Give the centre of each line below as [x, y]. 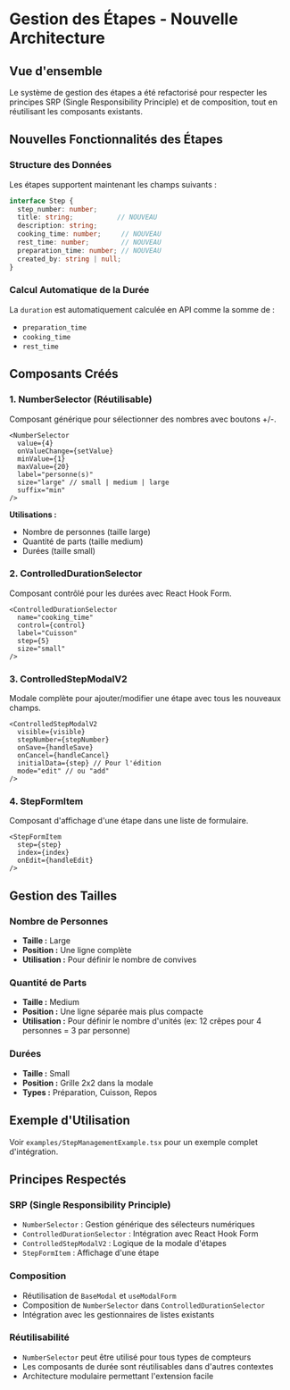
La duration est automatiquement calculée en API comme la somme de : [142, 309]
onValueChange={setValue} [66, 451]
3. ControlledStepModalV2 [68, 679]
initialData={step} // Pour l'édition [90, 764]
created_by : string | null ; [70, 259]
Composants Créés [64, 374]
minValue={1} [41, 459]
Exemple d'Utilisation [70, 1121]
